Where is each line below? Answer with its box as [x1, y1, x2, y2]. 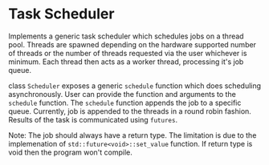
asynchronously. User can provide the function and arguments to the [8, 89, 237, 99]
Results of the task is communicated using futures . [8, 115, 178, 124]
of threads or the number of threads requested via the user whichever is [8, 48, 247, 58]
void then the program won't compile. [8, 147, 132, 157]
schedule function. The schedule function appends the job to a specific [8, 98, 242, 107]
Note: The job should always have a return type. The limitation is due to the [8, 130, 257, 140]
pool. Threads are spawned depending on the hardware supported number [8, 39, 257, 49]
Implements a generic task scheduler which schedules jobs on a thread [8, 31, 244, 41]
